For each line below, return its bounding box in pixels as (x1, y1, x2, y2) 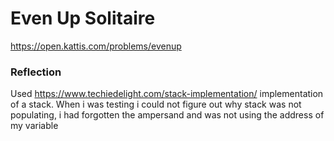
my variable (10, 120, 59, 132)
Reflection (10, 65, 62, 79)
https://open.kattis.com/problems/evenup (10, 40, 182, 52)
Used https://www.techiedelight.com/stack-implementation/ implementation (10, 88, 324, 100)
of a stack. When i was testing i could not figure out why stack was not (10, 98, 302, 111)
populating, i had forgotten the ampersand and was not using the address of (10, 109, 325, 121)
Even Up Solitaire (10, 7, 156, 30)
